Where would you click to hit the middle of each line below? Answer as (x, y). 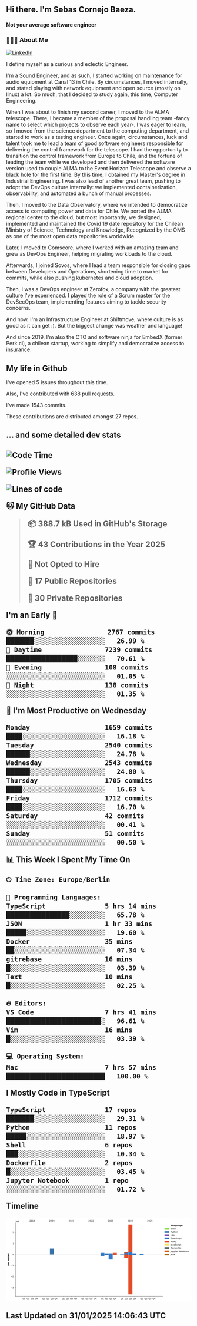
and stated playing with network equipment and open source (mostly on (93, 88)
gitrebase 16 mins (69, 959)
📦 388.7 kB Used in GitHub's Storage (97, 524)
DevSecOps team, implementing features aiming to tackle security (86, 302)
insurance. (19, 349)
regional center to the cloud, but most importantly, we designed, (84, 217)
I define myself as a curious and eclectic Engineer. (67, 64)
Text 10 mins (69, 977)
